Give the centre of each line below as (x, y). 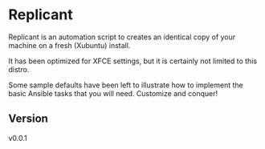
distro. (19, 69)
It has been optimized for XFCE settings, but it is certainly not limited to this (133, 61)
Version (28, 119)
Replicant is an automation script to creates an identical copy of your (122, 37)
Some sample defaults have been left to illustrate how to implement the (126, 85)
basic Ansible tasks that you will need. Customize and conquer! (113, 93)
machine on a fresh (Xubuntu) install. (69, 45)
